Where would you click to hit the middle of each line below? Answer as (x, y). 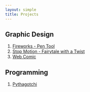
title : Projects (22, 14)
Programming (27, 72)
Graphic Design (30, 34)
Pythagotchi (24, 84)
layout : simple (21, 10)
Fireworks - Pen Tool (34, 46)
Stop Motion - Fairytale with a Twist (48, 51)
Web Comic (24, 57)
